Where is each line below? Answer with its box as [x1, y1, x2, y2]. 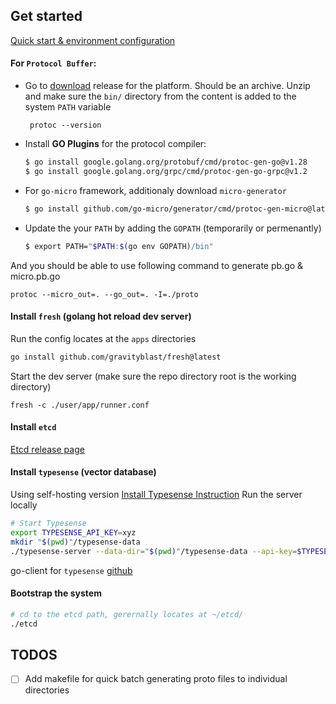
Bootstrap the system [10, 587, 102, 599]
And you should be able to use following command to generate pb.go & [10, 259, 304, 271]
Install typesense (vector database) [10, 466, 157, 478]
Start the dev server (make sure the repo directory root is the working [10, 370, 297, 382]
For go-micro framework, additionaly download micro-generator [24, 184, 287, 196]
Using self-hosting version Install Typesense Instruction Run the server [10, 489, 303, 500]
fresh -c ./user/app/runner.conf [10, 400, 150, 410]
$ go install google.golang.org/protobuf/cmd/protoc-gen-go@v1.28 [24, 157, 308, 168]
